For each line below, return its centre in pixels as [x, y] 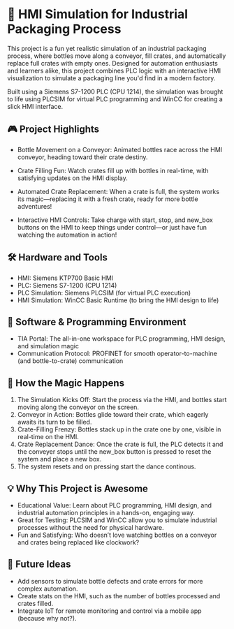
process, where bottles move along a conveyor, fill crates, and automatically [117, 56]
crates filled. [35, 603]
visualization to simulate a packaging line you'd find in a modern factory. [111, 78]
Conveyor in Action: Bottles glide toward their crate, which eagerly [113, 415]
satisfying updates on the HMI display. [72, 178]
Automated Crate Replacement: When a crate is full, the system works [118, 191]
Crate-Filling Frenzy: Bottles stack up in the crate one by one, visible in [119, 429]
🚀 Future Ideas [39, 564]
